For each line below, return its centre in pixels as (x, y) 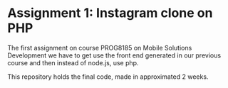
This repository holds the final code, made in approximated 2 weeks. (108, 77)
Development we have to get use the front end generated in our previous (114, 55)
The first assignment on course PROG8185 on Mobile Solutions (100, 48)
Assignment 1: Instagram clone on (110, 13)
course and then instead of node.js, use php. (73, 62)
